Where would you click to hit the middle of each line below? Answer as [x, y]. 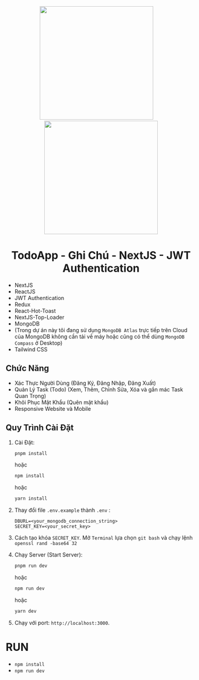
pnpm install [31, 453]
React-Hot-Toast [35, 310]
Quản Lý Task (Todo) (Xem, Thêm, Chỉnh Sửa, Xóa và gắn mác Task [99, 389]
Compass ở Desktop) [38, 343]
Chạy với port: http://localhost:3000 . [62, 623]
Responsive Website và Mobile [53, 408]
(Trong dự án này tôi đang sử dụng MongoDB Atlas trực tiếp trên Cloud [101, 330]
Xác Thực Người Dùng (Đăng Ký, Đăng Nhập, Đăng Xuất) [85, 383]
